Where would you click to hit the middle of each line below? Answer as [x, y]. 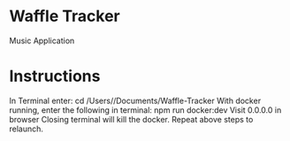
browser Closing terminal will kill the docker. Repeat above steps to [131, 119]
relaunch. [27, 129]
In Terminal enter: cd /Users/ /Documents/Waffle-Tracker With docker [135, 100]
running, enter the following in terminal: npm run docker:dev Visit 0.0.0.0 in [145, 110]
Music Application [42, 41]
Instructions [55, 76]
